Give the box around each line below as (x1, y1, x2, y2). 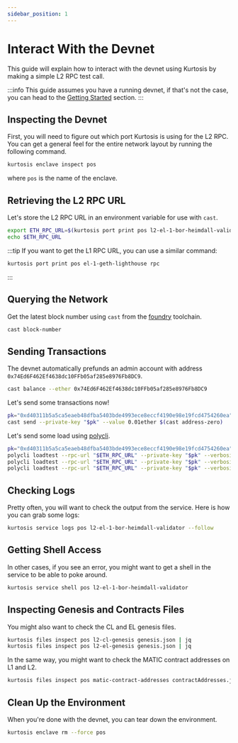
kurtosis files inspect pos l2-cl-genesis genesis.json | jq (7, 636, 192, 643)
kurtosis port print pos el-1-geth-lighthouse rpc (7, 260, 160, 267)
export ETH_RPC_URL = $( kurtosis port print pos (7, 227, 147, 234)
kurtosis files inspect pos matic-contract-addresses (7, 677, 170, 684)
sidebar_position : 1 (7, 10, 69, 18)
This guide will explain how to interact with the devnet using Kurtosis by (7, 64, 217, 73)
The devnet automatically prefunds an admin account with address (7, 364, 203, 373)
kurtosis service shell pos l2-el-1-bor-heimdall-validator (7, 584, 189, 591)
